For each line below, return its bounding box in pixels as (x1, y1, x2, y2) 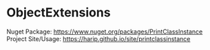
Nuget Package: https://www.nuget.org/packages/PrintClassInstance (6, 27, 203, 36)
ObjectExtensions (6, 5, 111, 21)
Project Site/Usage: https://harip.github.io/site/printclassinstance (6, 34, 191, 42)
